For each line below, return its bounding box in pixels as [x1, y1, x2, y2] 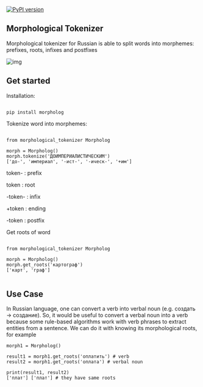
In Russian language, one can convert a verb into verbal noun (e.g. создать [6, 305, 196, 312]
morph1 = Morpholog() [6, 343, 62, 349]
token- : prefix [6, 169, 42, 177]
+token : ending [6, 205, 46, 212]
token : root [6, 181, 35, 188]
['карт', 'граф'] [6, 267, 51, 273]
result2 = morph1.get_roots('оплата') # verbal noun [6, 359, 143, 365]
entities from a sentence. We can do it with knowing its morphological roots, [6, 325, 198, 332]
